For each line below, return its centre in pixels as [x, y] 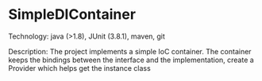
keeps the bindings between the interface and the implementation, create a [131, 60]
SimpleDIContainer [72, 15]
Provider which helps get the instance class [79, 68]
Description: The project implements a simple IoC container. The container [130, 51]
